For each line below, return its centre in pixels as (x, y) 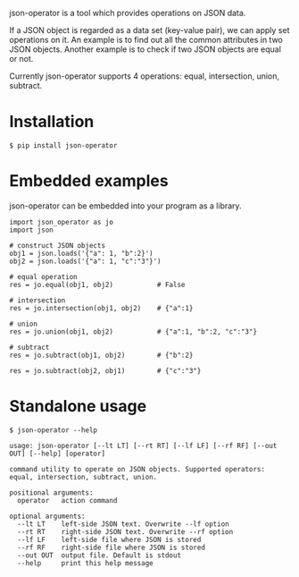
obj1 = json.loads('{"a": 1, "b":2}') (81, 253)
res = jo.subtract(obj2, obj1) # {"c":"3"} (105, 370)
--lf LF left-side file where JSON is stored (109, 539)
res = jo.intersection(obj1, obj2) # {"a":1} (101, 308)
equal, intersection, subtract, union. (83, 477)
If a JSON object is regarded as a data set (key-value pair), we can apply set (149, 30)
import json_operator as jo (62, 222)
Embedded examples (89, 181)
